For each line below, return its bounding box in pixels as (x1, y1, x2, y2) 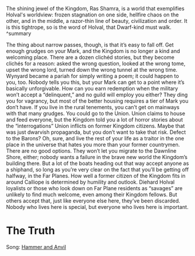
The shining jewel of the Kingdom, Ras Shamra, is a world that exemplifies (6, 5, 184, 12)
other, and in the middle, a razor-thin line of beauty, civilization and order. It (6, 18, 187, 24)
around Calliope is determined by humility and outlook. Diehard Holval (6, 178, 175, 186)
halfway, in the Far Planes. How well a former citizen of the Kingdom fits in (6, 173, 186, 179)
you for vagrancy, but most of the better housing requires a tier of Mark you (6, 97, 189, 105)
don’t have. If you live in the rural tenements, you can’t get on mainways (6, 104, 180, 110)
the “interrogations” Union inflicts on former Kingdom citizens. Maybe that (6, 123, 185, 129)
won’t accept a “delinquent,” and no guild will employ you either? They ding (6, 91, 188, 98)
